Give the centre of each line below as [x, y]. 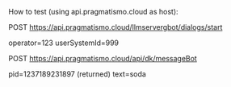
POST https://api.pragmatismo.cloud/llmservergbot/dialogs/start [115, 27]
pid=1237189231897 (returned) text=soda [78, 74]
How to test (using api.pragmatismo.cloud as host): [94, 12]
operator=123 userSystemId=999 [64, 43]
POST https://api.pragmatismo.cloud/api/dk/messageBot [103, 58]
